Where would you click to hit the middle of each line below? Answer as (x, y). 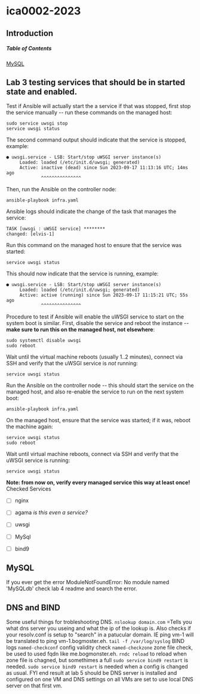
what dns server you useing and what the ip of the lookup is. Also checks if (99, 629)
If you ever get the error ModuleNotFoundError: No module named (88, 582)
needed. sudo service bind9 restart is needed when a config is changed (97, 666)
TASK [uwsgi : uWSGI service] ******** (56, 229)
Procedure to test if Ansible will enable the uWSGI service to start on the (95, 317)
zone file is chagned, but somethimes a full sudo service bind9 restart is (97, 660)
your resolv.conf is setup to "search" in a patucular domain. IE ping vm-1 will (100, 635)
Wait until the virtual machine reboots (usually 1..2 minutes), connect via (95, 357)
